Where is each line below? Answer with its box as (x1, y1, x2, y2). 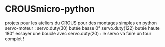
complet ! (5, 36, 25, 42)
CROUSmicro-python (5, 3, 95, 15)
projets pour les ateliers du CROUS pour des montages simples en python (5, 20, 157, 26)
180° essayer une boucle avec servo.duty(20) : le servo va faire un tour (5, 30, 152, 36)
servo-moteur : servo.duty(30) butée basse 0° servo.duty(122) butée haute (5, 25, 160, 31)
